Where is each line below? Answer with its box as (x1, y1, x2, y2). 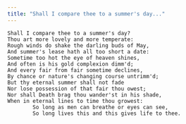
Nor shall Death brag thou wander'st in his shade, (7, 91, 162, 99)
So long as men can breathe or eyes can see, (32, 104, 169, 111)
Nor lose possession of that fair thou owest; (7, 85, 147, 92)
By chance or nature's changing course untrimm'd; (7, 73, 159, 80)
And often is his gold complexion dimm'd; (7, 61, 134, 68)
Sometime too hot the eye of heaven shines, (7, 54, 140, 61)
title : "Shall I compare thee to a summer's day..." (7, 10, 166, 18)
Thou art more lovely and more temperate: (7, 36, 134, 43)
